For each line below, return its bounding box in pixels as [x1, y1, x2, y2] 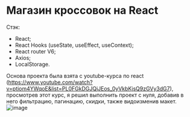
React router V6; [14, 47, 56, 55]
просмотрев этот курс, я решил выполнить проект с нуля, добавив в [6, 91, 184, 98]
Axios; [14, 54, 31, 61]
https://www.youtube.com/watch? [8, 79, 93, 86]
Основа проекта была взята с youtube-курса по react [6, 72, 144, 79]
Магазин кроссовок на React [6, 4, 159, 17]
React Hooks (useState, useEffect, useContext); [14, 41, 134, 49]
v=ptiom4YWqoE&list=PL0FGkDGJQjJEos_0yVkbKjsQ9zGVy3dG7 [6, 85, 170, 92]
